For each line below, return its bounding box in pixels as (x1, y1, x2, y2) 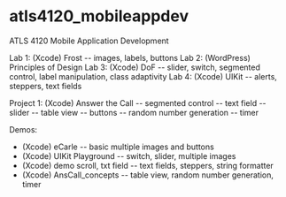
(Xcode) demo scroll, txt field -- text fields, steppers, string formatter (21, 160, 274, 170)
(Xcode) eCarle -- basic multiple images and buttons (21, 141, 214, 152)
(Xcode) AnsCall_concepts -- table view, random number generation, (21, 170, 274, 180)
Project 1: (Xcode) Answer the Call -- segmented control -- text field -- (9, 97, 267, 108)
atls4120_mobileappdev (9, 6, 189, 27)
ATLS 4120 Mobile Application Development (9, 35, 170, 46)
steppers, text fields (9, 80, 82, 91)
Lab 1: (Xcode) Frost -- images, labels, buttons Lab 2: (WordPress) (9, 52, 251, 63)
